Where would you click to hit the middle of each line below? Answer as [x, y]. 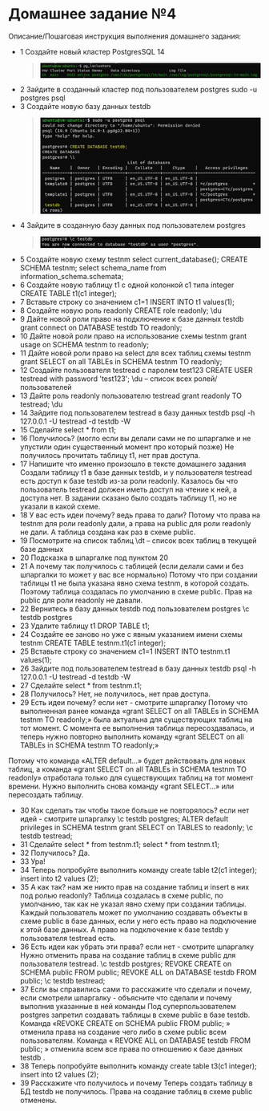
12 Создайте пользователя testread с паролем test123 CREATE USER [137, 371]
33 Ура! [32, 862]
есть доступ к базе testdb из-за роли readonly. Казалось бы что [129, 481]
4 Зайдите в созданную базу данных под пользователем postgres [132, 225]
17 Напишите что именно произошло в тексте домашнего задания [133, 464]
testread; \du [41, 404]
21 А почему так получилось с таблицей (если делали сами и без [132, 566]
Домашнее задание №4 [92, 14]
